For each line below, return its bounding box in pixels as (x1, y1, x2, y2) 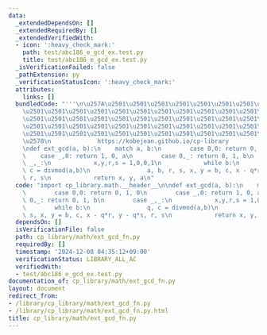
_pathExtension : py (15, 71, 80, 79)
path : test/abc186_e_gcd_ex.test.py (22, 48, 145, 56)
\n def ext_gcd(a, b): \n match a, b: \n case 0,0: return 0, (22, 144, 258, 152)
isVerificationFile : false (15, 225, 105, 234)
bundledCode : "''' (15, 100, 77, 108)
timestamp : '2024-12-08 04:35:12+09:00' (15, 248, 151, 256)
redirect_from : (8, 292, 59, 300)
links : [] (22, 93, 56, 101)
